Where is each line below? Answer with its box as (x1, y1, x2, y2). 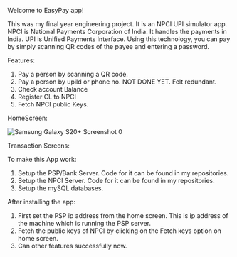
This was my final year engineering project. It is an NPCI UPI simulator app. (7, 20, 228, 28)
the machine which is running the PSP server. (17, 219, 152, 227)
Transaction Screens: (7, 141, 70, 150)
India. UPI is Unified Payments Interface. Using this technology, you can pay (7, 35, 231, 43)
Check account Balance (17, 85, 88, 93)
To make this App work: (7, 155, 77, 163)
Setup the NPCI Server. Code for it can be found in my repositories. (17, 177, 215, 185)
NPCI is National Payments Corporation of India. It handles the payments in (7, 28, 228, 35)
